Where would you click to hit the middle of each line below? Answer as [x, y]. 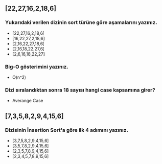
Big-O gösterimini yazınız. [37, 67]
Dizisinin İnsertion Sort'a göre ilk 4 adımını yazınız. [67, 130]
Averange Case [27, 101]
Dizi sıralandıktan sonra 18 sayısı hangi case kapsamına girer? [80, 90]
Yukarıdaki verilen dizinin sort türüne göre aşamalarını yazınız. [81, 23]
